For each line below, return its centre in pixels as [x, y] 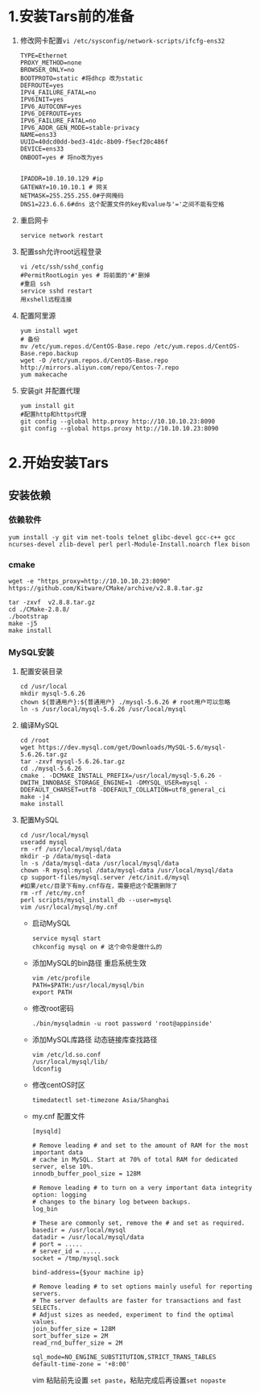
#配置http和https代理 [53, 414]
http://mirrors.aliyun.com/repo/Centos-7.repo [99, 368]
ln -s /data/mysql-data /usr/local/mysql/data [99, 863]
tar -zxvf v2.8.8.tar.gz [52, 603]
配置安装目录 [41, 672]
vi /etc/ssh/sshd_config [62, 267]
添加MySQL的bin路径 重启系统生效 [89, 963]
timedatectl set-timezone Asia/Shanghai [101, 1100]
